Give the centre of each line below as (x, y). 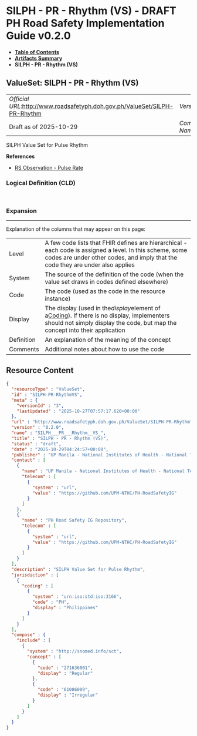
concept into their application (85, 330)
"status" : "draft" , (36, 444)
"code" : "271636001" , (65, 668)
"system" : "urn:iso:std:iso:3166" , (77, 597)
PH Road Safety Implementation (85, 23)
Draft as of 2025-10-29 (43, 126)
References (21, 156)
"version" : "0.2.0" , (38, 428)
